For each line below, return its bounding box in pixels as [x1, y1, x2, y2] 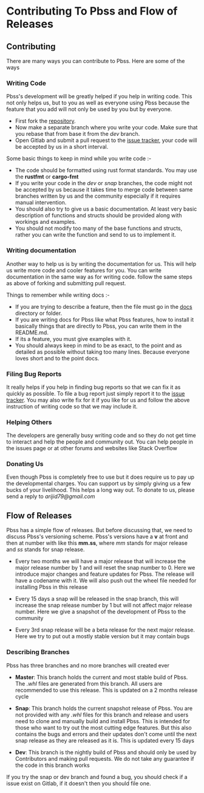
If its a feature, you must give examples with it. [15, 335, 132, 342]
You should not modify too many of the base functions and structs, [15, 224, 183, 232]
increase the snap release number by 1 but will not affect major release [15, 602, 192, 609]
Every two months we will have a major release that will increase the [15, 558, 186, 565]
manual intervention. [15, 199, 67, 206]
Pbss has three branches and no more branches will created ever [6, 661, 170, 669]
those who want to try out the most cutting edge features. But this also [15, 724, 192, 731]
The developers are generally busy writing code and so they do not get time [6, 432, 196, 439]
